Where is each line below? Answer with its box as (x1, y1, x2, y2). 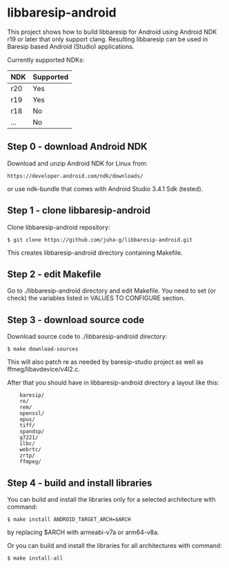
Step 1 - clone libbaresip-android (7, 205, 150, 217)
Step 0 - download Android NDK (7, 141, 148, 153)
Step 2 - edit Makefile (7, 268, 101, 280)
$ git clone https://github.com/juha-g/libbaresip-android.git (7, 236, 193, 243)
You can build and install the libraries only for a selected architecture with (7, 496, 216, 503)
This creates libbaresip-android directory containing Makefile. (7, 248, 183, 257)
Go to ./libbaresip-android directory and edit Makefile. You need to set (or (7, 286, 216, 295)
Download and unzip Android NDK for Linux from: (7, 159, 148, 167)
